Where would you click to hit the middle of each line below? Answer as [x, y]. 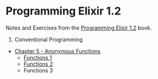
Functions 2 [38, 64]
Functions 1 [38, 57]
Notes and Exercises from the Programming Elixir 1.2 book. [79, 28]
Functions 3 [38, 70]
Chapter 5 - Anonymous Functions [58, 51]
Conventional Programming [48, 39]
